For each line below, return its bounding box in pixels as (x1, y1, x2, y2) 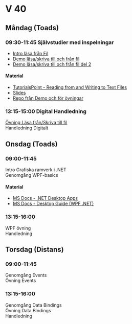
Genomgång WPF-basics (5, 172, 58, 178)
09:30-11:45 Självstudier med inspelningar (5, 39, 114, 46)
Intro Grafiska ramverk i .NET (5, 167, 67, 173)
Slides (12, 90, 26, 96)
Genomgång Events (5, 272, 47, 279)
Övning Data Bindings (5, 307, 51, 313)
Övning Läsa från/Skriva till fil (5, 120, 68, 126)
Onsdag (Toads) (5, 140, 58, 148)
